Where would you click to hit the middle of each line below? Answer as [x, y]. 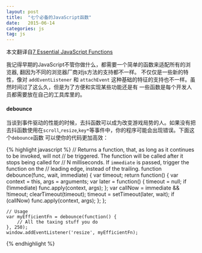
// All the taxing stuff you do [57, 222]
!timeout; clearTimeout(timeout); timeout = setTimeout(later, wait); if [90, 194]
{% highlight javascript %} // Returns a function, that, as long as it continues [100, 150]
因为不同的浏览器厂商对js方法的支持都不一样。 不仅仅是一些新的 [104, 72]
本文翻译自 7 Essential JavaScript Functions [60, 52]
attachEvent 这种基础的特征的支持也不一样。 [135, 80]
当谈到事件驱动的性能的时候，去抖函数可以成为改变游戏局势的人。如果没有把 [101, 123]
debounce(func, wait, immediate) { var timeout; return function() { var [92, 175]
